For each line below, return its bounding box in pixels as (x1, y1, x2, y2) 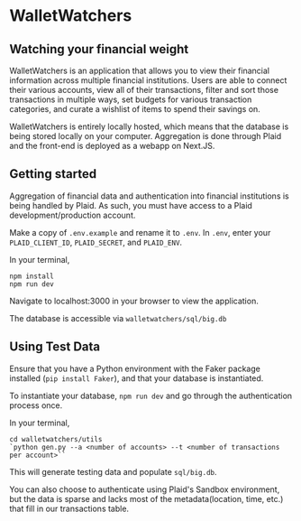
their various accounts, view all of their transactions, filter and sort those (9, 85, 279, 95)
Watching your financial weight (9, 42, 189, 57)
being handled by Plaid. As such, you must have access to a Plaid (9, 200, 252, 210)
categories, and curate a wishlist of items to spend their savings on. (9, 104, 261, 114)
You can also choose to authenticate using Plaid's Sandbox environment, (9, 484, 280, 495)
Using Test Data (9, 340, 101, 355)
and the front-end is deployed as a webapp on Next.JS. (9, 141, 215, 151)
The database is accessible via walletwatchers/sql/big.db (9, 312, 227, 323)
